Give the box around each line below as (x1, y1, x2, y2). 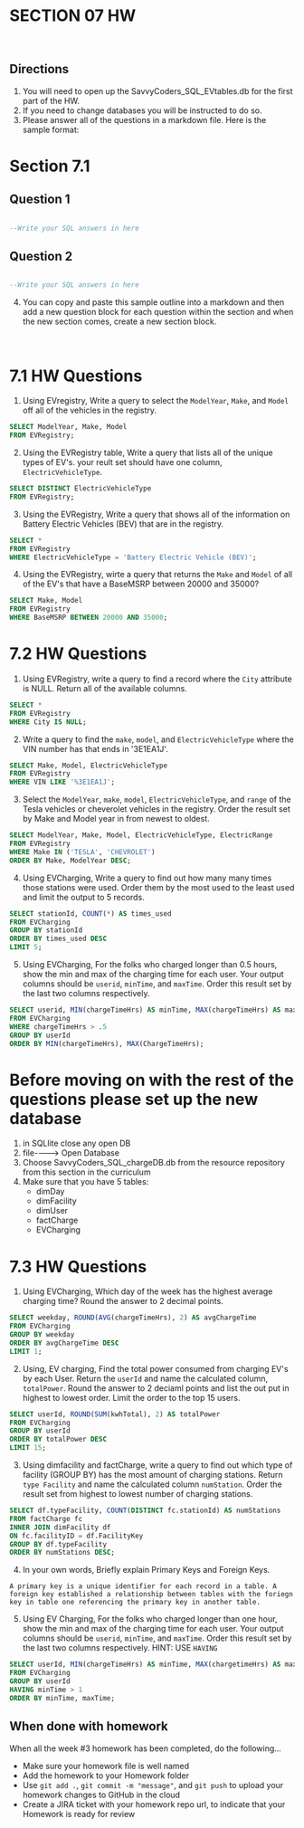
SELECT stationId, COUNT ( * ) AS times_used (9, 909, 172, 919)
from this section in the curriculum (22, 1166, 151, 1177)
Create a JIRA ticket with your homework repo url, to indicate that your (22, 1798, 286, 1810)
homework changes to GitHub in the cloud (22, 1789, 181, 1800)
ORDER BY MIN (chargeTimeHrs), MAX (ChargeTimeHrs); (9, 1039, 204, 1048)
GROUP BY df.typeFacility (9, 1539, 107, 1548)
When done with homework (9, 1719, 169, 1734)
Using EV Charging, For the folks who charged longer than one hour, (22, 1614, 278, 1624)
